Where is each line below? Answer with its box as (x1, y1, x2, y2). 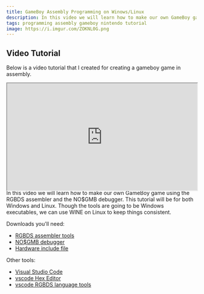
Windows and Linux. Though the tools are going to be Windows (6, 202, 164, 209)
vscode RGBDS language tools (14, 281, 92, 288)
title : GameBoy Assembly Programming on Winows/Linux (6, 8, 145, 15)
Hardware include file (14, 244, 69, 252)
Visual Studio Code (14, 268, 63, 275)
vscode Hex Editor (14, 274, 62, 281)
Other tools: (6, 256, 36, 263)
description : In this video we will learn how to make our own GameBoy (6, 14, 190, 21)
